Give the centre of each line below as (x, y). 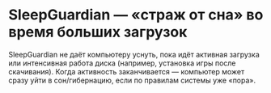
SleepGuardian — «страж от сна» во (136, 15)
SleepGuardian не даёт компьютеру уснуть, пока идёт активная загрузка (134, 54)
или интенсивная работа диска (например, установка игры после (122, 63)
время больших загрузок (98, 32)
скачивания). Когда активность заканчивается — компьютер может (127, 71)
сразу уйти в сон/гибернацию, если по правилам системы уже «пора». (132, 80)
